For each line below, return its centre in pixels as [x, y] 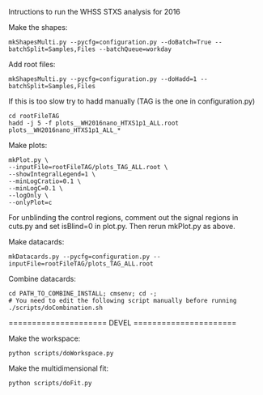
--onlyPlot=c [30, 202]
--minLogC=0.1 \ [36, 189]
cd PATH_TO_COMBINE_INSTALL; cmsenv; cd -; [83, 294]
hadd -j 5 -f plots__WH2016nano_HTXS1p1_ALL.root [94, 123]
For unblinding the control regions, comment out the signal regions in [123, 217]
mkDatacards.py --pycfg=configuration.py [79, 257]
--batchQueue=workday [135, 49]
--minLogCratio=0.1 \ [45, 181]
